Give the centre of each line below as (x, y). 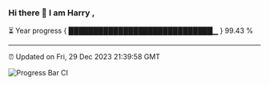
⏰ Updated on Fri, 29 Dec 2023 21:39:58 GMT (84, 57)
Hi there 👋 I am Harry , (52, 13)
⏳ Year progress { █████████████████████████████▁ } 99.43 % (131, 30)
